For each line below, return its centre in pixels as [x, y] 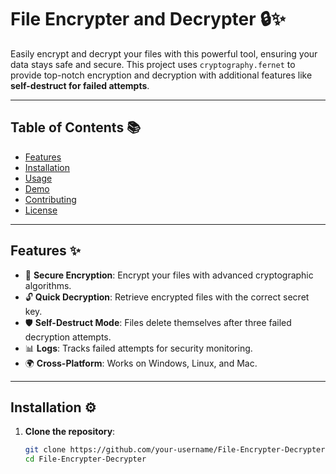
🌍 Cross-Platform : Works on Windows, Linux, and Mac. [141, 363]
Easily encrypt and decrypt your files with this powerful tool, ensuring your [164, 53]
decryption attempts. [68, 337]
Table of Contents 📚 [76, 127]
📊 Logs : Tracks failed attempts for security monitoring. [138, 348]
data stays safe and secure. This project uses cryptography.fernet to [153, 64]
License [41, 210]
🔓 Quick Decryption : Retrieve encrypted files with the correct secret [167, 297]
